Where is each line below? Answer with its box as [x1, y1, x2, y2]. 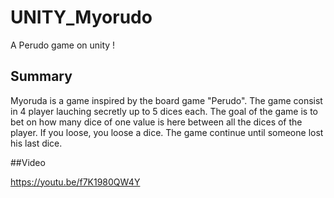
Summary [10, 68, 73, 85]
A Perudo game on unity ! [10, 39, 116, 51]
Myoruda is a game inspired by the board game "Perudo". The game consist [10, 94, 323, 106]
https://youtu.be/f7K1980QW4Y [10, 176, 141, 188]
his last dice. [10, 137, 63, 149]
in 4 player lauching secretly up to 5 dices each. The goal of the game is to [10, 105, 318, 117]
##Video [10, 156, 46, 168]
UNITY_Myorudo [10, 6, 153, 29]
